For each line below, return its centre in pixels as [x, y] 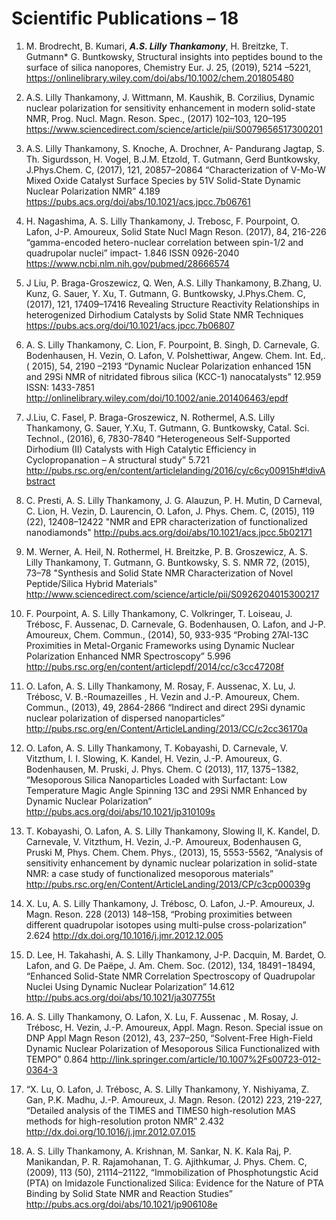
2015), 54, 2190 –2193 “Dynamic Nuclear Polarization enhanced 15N [171, 366]
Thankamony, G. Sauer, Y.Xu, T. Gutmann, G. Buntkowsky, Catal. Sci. [167, 428]
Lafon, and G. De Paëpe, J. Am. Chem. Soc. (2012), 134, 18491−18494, [170, 965]
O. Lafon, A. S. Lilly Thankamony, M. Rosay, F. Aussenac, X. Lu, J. [160, 686]
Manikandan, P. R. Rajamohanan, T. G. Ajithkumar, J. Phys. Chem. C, [166, 1161]
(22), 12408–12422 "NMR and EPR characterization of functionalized [166, 521]
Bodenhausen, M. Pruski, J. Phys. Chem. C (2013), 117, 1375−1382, [162, 769]
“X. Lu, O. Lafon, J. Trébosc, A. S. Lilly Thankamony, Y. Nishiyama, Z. [167, 1089]
